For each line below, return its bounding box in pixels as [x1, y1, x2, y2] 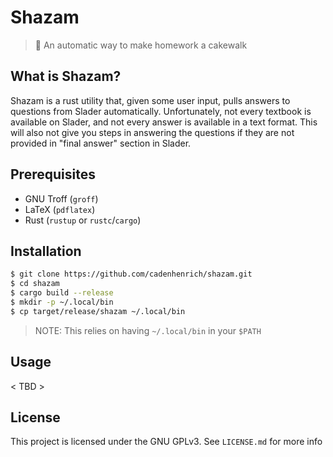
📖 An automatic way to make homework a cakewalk [34, 39, 248, 51]
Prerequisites [10, 166, 96, 183]
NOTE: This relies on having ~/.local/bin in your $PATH [34, 324, 262, 336]
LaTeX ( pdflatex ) [24, 203, 96, 215]
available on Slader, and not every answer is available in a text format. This [10, 116, 318, 128]
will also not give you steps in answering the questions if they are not [10, 126, 295, 138]
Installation [10, 242, 82, 260]
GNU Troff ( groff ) [24, 192, 99, 205]
